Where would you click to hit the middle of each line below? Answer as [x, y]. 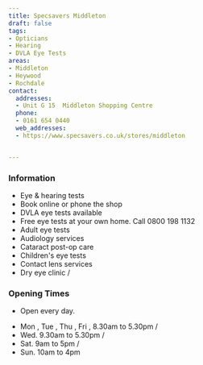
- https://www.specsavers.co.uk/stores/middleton [100, 135]
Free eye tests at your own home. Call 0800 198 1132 [108, 221]
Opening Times [39, 293]
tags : [17, 31]
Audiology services [52, 238]
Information [32, 178]
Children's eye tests [53, 255]
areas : [19, 61]
